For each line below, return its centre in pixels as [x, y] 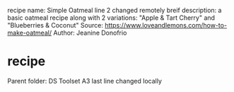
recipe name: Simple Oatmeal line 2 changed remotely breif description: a [115, 10]
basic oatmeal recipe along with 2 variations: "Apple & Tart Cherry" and [111, 18]
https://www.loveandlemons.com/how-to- [166, 25]
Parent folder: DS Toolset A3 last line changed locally [85, 81]
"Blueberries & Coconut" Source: [55, 25]
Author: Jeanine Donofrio [90, 33]
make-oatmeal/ [29, 33]
